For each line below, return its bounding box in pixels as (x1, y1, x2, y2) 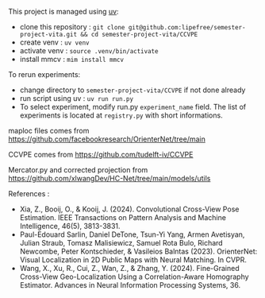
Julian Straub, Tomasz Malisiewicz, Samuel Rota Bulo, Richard (19, 238, 224, 247)
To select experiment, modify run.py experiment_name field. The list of (19, 103, 247, 111)
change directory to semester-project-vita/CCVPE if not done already (19, 85, 246, 95)
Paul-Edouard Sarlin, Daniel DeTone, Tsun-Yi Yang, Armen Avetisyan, (19, 230, 245, 239)
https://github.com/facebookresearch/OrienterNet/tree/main (8, 134, 206, 144)
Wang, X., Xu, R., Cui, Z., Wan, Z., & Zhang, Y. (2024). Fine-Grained (19, 264, 240, 273)
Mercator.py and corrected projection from (8, 165, 148, 174)
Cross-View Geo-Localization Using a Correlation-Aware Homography (19, 272, 249, 281)
